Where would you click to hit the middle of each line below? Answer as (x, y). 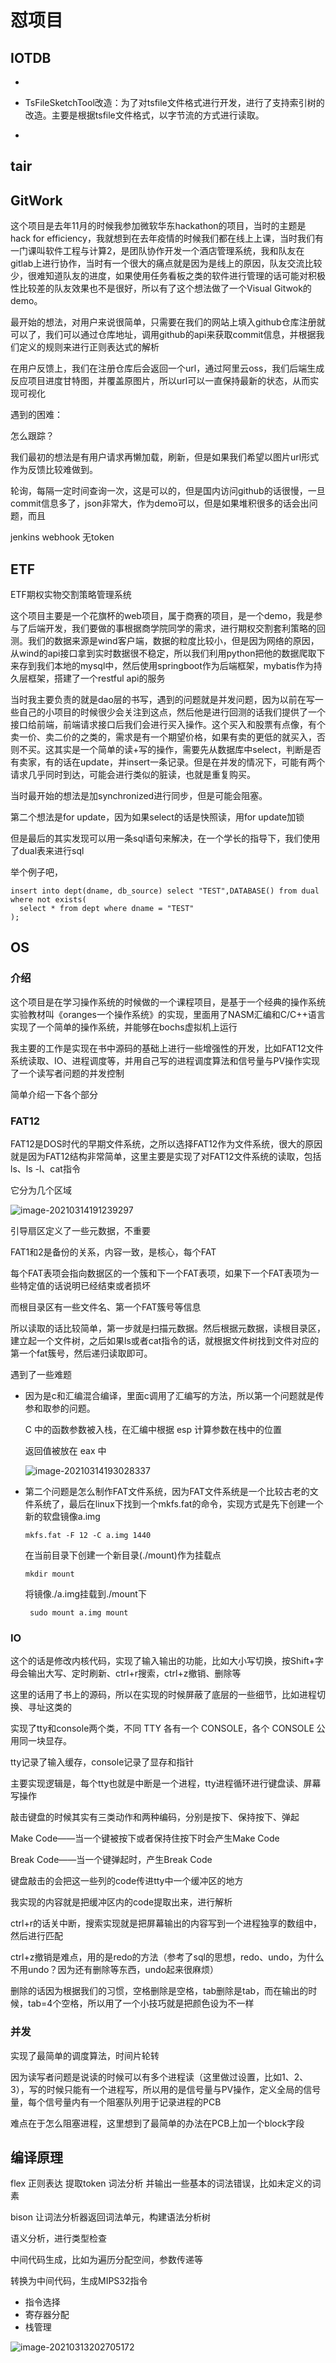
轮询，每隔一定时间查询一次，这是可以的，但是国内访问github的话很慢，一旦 (168, 491)
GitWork (36, 200)
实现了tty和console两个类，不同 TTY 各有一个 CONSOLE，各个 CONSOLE (162, 1728)
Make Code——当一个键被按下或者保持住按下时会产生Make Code (145, 1838)
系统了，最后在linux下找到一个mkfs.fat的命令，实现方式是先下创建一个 (178, 1504)
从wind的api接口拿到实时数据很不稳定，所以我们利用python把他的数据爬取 (163, 653)
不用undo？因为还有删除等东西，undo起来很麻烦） (115, 1970)
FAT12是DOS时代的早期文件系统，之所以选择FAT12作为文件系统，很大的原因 (166, 1144)
